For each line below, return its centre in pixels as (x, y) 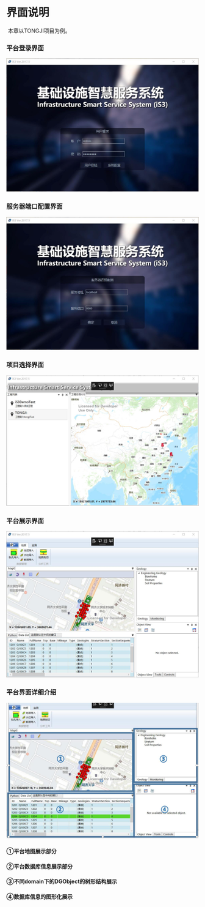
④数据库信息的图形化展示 (40, 897)
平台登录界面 (25, 48)
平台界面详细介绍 (31, 692)
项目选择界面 (25, 365)
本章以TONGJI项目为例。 (39, 31)
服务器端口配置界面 (34, 207)
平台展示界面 (25, 521)
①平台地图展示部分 (31, 851)
